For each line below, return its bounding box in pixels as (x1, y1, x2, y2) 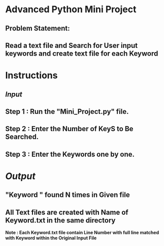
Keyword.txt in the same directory (5, 216, 116, 225)
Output (5, 170, 36, 182)
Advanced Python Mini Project (5, 4, 137, 15)
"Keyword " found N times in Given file (5, 190, 130, 200)
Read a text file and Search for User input (5, 41, 138, 50)
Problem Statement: (5, 24, 70, 33)
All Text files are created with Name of (5, 208, 128, 216)
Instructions (5, 70, 58, 81)
